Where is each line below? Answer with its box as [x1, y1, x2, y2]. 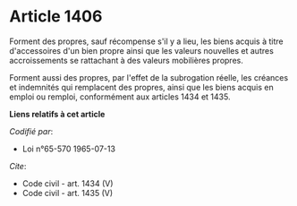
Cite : [9, 160, 27, 171]
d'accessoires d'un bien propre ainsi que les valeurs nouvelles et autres [9, 45, 275, 56]
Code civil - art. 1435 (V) [21, 187, 114, 198]
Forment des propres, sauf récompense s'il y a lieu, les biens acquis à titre [9, 36, 284, 47]
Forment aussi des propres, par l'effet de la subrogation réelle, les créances [9, 72, 289, 82]
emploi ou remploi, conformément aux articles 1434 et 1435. [9, 91, 231, 102]
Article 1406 [9, 6, 103, 27]
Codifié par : [9, 125, 54, 136]
